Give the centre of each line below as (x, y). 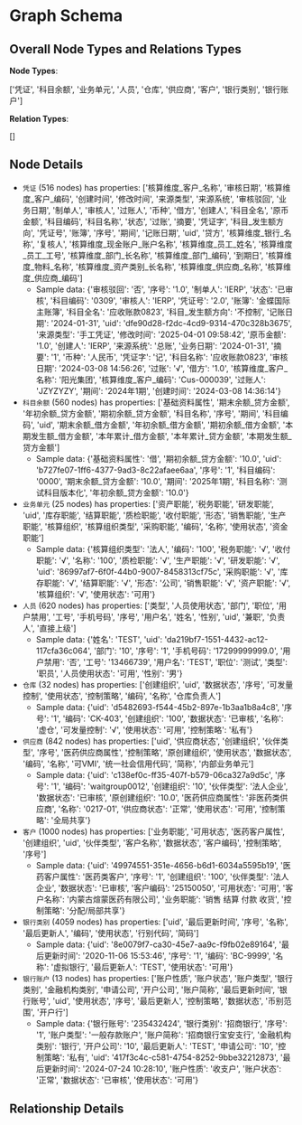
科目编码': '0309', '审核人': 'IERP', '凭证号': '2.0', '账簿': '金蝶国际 (172, 300)
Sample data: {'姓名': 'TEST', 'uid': (99, 639)
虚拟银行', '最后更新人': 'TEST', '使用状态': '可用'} (143, 967)
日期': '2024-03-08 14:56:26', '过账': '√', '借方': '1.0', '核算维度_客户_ (162, 368)
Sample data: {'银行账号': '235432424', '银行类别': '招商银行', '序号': (162, 1023)
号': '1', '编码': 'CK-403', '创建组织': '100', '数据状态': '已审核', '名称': (160, 718)
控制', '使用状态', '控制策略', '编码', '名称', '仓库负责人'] (122, 696)
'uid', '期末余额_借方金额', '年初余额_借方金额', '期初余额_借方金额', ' (161, 425)
